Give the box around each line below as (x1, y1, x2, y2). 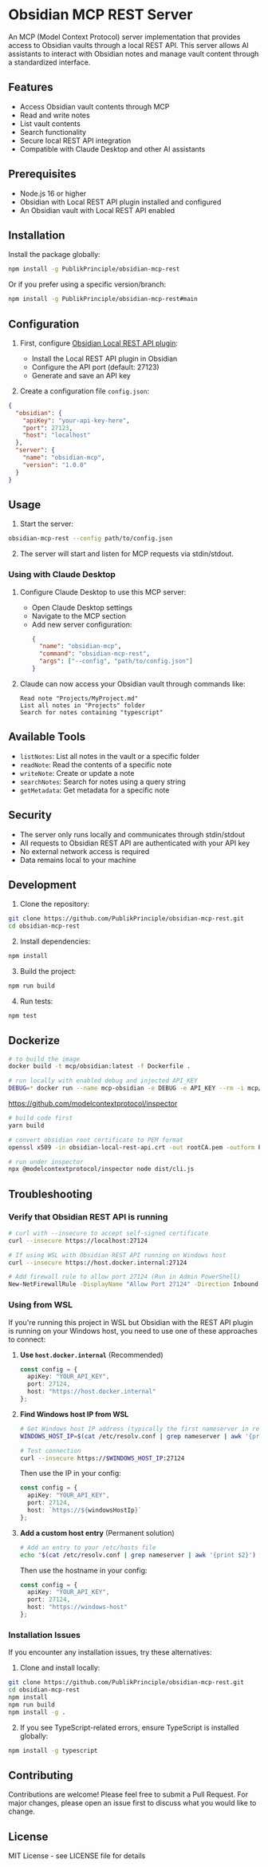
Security (8, 809, 52, 822)
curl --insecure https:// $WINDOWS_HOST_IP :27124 (19, 1454, 185, 1462)
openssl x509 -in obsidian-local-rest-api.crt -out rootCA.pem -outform (8, 1143, 255, 1151)
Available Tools (8, 730, 86, 744)
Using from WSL (8, 1299, 73, 1311)
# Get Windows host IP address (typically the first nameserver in (19, 1425, 249, 1433)
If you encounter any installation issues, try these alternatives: (8, 1647, 212, 1657)
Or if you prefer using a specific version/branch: (8, 279, 167, 289)
